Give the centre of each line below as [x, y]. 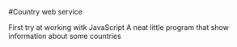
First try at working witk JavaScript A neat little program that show [118, 27]
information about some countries [65, 36]
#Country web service [46, 12]
